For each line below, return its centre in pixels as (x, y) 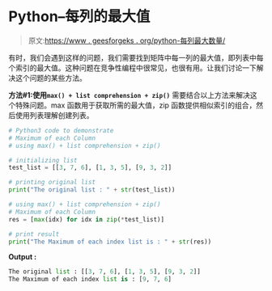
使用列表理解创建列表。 (54, 115)
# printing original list (52, 183)
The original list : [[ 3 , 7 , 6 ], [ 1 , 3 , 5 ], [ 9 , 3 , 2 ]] (104, 272)
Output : (23, 257)
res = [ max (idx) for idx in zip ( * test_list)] (86, 219)
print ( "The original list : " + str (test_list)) (92, 190)
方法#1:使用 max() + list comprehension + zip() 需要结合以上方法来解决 (130, 95)
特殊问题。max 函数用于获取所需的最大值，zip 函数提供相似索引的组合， (136, 105)
